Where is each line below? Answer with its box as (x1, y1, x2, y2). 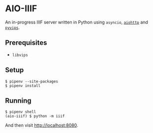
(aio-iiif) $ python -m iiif (5, 114, 65, 119)
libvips (12, 53, 28, 57)
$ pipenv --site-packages (5, 79, 58, 84)
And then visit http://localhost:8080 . (5, 122, 78, 128)
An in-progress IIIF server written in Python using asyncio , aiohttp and (5, 19, 149, 25)
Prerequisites (5, 39, 47, 47)
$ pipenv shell (5, 109, 36, 114)
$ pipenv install (5, 83, 41, 88)
